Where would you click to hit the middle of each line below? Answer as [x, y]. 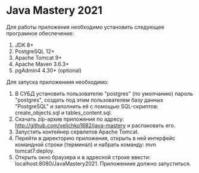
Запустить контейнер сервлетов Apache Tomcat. [77, 132]
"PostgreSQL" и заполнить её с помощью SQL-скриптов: [87, 106]
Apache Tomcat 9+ [38, 57]
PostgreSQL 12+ [35, 51]
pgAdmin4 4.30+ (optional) [48, 70]
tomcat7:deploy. [35, 151]
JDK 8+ [24, 45]
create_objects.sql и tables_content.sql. [63, 113]
